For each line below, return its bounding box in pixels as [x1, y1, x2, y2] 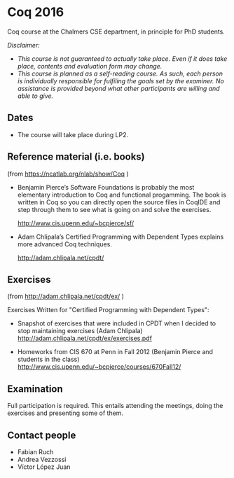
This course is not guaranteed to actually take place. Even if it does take [17, 54, 228, 63]
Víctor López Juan [17, 463, 71, 471]
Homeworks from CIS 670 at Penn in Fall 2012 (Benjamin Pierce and [17, 348, 214, 356]
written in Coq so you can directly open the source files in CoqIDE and [17, 197, 221, 206]
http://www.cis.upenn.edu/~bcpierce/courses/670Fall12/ [17, 363, 181, 371]
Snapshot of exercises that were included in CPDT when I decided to [17, 319, 216, 328]
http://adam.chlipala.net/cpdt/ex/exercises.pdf [17, 334, 153, 343]
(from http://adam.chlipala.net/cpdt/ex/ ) [7, 292, 125, 301]
